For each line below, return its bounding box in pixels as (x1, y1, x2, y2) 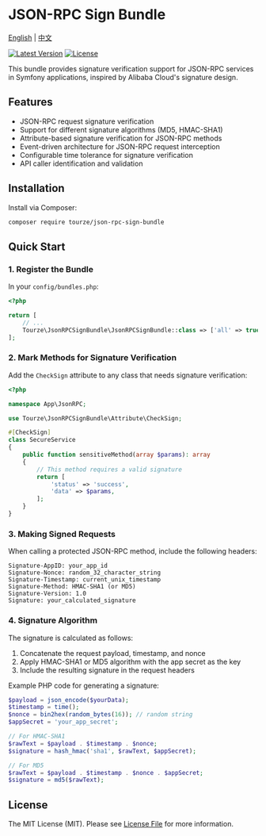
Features (8, 95, 53, 109)
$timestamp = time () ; (8, 704, 80, 711)
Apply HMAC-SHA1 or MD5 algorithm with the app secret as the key (19, 657, 241, 666)
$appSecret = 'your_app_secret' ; (8, 718, 119, 727)
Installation (8, 182, 65, 195)
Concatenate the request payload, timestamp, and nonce (19, 648, 206, 658)
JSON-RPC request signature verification (19, 117, 154, 126)
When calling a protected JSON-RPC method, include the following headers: (8, 546, 257, 556)
